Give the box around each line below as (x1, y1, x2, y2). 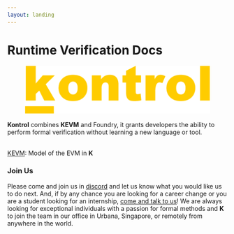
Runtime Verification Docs (7, 42, 163, 58)
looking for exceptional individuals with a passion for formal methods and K (7, 204, 225, 212)
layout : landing (7, 11, 54, 18)
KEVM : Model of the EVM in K (7, 149, 94, 157)
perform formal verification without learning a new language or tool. (7, 128, 203, 136)
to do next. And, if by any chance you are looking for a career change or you (7, 189, 227, 198)
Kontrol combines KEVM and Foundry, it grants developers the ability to (7, 120, 215, 129)
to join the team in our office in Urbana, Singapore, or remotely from (7, 212, 203, 220)
